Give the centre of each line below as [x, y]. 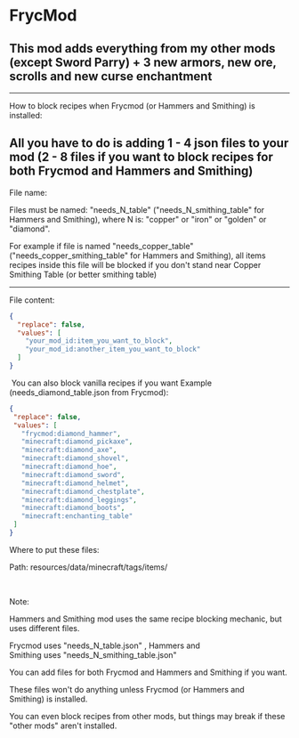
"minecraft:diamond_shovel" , [75, 458]
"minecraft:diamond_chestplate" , [83, 491]
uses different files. [44, 628]
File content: [32, 300]
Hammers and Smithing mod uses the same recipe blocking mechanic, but [145, 619]
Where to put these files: [54, 549]
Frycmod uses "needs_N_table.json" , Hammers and [105, 645]
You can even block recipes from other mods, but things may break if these [147, 716]
